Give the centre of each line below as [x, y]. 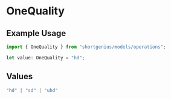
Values [20, 76]
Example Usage [36, 33]
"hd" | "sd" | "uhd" [32, 90]
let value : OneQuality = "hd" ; [46, 58]
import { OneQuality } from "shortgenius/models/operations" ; [86, 47]
